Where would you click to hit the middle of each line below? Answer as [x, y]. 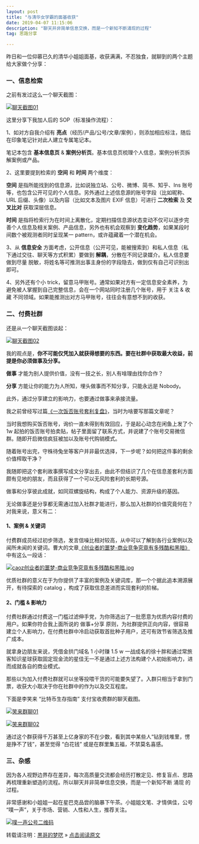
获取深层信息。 [41, 208]
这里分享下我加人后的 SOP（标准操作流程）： [60, 120]
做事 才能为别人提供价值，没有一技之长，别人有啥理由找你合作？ [85, 373]
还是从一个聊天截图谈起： [37, 328]
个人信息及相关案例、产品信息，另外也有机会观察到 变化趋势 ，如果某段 [97, 227]
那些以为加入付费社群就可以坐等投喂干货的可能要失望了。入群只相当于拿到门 [99, 679]
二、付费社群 [25, 314]
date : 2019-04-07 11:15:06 [39, 23]
